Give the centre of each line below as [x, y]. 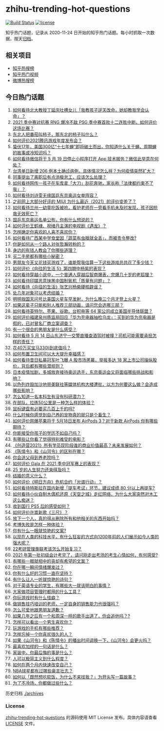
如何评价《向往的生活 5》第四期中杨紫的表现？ [59, 268]
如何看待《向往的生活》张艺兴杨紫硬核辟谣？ [57, 287]
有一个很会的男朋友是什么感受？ [45, 329]
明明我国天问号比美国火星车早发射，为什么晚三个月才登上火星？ [76, 299]
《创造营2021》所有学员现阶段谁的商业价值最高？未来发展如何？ [77, 445]
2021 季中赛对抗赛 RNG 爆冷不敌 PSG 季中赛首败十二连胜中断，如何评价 [85, 122]
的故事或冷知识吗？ [32, 153]
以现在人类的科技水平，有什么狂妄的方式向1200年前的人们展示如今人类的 [86, 536]
